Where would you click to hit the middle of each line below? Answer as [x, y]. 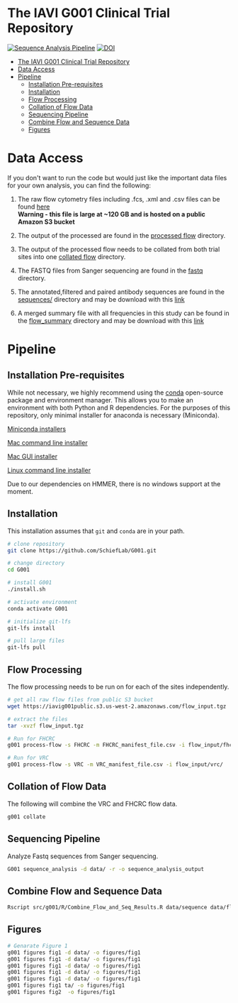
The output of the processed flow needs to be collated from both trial [119, 249]
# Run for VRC [28, 758]
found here [34, 207]
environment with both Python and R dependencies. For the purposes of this [119, 407]
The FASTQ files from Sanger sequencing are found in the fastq [110, 270]
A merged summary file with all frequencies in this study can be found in [123, 313]
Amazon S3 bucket [46, 221]
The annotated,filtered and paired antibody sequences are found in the [121, 292]
